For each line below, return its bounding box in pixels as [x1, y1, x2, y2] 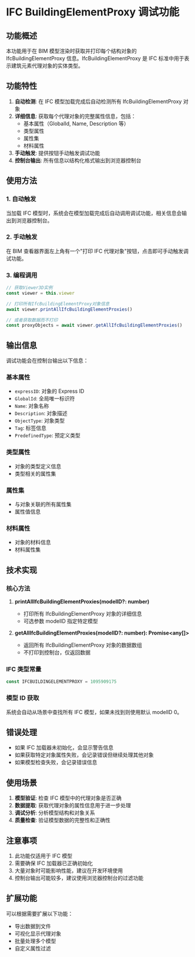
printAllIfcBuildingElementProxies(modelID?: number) [14, 598, 150, 605]
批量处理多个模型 [14, 937, 56, 944]
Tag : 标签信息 [14, 425, 47, 432]
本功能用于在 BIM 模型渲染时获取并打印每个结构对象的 [6, 48, 137, 54]
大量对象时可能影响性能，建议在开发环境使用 [14, 867, 123, 874]
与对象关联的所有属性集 [14, 501, 72, 508]
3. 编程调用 [6, 271, 38, 279]
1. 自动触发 [6, 195, 36, 203]
